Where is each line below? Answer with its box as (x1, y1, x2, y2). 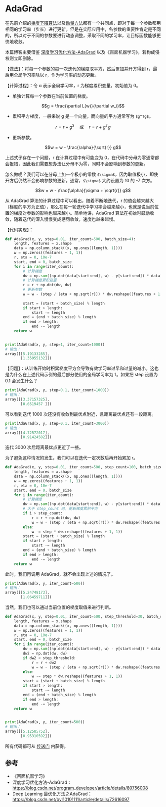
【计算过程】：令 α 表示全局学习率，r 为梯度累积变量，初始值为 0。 (5, 82, 141, 88)
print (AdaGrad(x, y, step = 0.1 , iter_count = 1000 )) (5, 388, 110, 393)
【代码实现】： (5, 226, 34, 233)
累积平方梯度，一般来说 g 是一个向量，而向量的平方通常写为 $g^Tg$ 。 (12, 113, 154, 119)
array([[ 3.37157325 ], (5, 397, 50, 402)
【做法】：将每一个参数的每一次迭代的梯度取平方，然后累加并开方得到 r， (5, 65, 153, 72)
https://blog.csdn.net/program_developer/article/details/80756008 (12, 785, 148, 791)
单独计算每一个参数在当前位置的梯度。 (12, 93, 90, 99)
